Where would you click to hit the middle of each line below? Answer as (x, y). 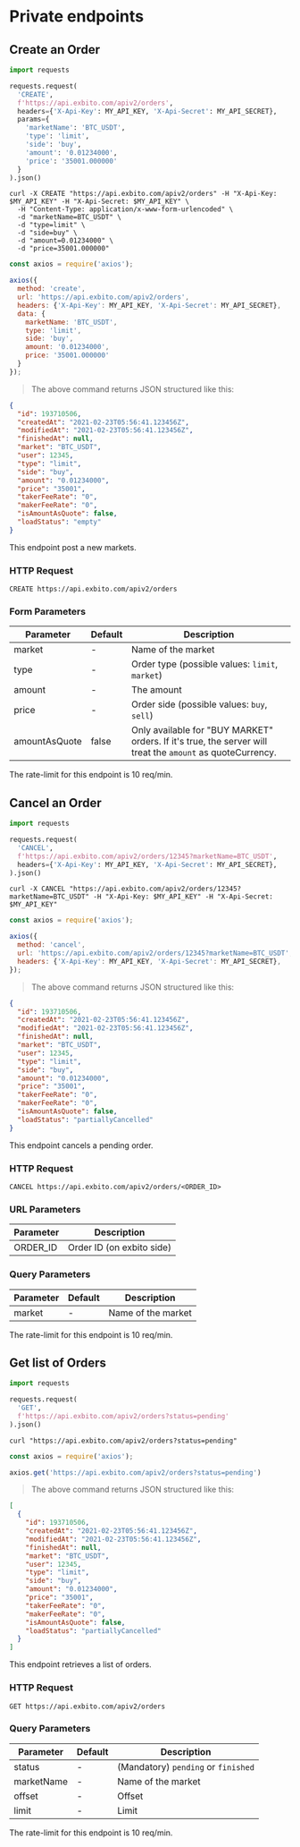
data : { (32, 314)
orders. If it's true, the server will (199, 742)
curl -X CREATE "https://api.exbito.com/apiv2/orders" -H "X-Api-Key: (143, 194)
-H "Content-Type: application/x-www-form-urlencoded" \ (125, 209)
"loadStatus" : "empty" (59, 522)
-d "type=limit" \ (52, 226)
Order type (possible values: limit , (204, 664)
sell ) (142, 716)
